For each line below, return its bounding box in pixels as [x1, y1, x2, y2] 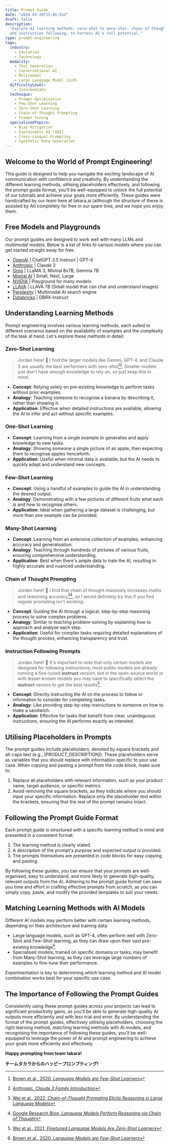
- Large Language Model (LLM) [14, 78, 78, 83]
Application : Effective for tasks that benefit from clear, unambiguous [12, 713, 155, 719]
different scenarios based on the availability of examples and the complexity [5, 327, 163, 333]
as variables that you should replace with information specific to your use [5, 757, 157, 763]
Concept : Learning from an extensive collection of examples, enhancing [12, 536, 162, 542]
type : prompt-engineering [5, 36, 59, 41]
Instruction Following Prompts [5, 648, 80, 655]
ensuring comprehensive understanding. [12, 552, 97, 558]
